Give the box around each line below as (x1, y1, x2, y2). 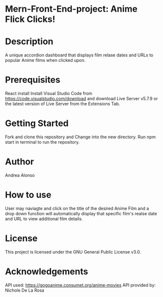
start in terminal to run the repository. (5, 139, 80, 145)
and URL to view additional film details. (5, 216, 83, 222)
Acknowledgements (5, 266, 89, 277)
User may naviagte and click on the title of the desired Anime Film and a (5, 205, 149, 211)
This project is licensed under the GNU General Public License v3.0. (5, 249, 141, 255)
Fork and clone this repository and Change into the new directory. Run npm (5, 134, 156, 140)
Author (5, 156, 34, 167)
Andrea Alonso (5, 172, 35, 178)
